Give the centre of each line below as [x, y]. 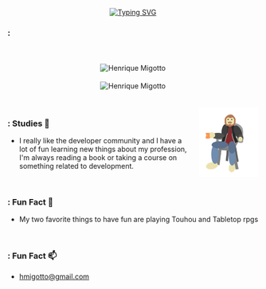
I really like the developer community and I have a [100, 140]
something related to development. [76, 166]
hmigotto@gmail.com [54, 276]
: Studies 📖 [29, 123]
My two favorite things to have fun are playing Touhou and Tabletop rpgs [139, 220]
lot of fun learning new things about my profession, [103, 149]
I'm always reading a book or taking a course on [98, 157]
